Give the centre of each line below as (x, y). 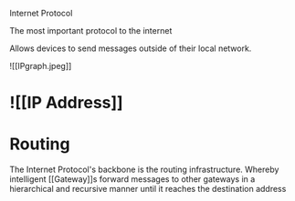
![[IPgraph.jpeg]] (41, 66)
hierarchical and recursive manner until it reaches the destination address (148, 189)
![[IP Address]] (66, 103)
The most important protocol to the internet (91, 30)
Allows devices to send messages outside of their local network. (131, 48)
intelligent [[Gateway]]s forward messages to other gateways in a (132, 179)
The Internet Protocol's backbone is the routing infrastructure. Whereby (144, 170)
